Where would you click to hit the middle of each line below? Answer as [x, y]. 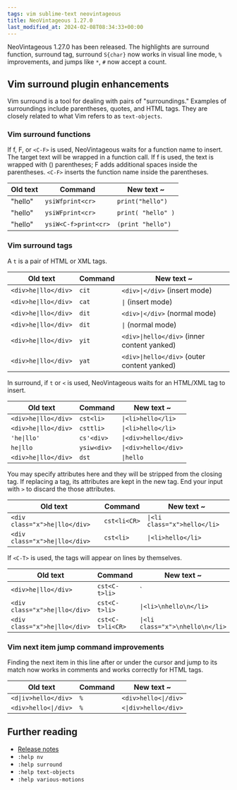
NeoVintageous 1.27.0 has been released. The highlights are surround [108, 47]
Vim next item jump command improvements [86, 647]
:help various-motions [51, 779]
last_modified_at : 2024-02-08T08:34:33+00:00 [75, 27]
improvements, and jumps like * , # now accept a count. [87, 62]
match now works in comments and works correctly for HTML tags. [105, 670]
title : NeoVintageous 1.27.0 [50, 20]
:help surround [40, 765]
